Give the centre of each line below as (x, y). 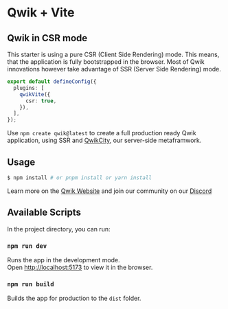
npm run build (31, 284)
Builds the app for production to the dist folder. (74, 298)
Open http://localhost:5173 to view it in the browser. (80, 267)
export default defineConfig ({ (52, 82)
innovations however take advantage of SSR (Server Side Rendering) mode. (114, 69)
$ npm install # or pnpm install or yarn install (80, 178)
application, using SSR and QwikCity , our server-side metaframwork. (104, 140)
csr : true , (41, 101)
